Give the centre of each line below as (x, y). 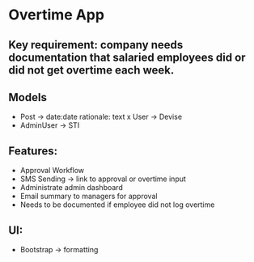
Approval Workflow (52, 171)
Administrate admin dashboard (71, 188)
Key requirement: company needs (96, 45)
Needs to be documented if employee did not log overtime (117, 205)
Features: (33, 151)
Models (28, 97)
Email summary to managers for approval (89, 196)
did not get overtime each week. (91, 70)
